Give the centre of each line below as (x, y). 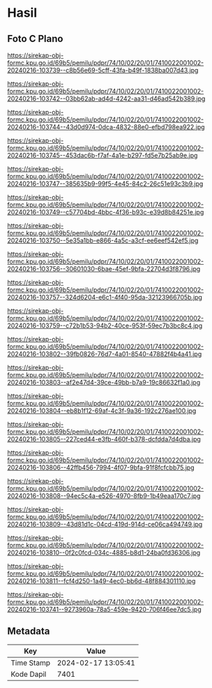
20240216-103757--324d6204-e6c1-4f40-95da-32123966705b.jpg (105, 297)
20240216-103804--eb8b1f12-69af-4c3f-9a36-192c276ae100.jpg (102, 411)
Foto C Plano (35, 39)
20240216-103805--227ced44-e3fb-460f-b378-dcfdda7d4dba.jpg (104, 439)
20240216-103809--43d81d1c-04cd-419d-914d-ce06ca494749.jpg (105, 524)
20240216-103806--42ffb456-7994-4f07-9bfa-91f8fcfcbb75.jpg (101, 467)
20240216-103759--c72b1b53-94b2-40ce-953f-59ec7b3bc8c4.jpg (105, 325)
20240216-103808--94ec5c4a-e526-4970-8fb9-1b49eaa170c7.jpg (104, 496)
